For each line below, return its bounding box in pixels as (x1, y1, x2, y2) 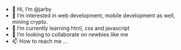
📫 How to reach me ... (11, 37, 68, 45)
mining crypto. (11, 18, 48, 25)
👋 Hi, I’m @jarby (11, 6, 52, 12)
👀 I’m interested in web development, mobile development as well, (11, 12, 176, 19)
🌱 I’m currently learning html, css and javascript (11, 24, 130, 32)
